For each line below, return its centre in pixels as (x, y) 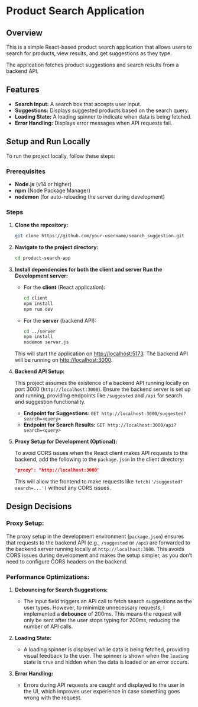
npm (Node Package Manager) (52, 190)
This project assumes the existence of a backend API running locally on (102, 383)
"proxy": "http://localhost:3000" (57, 470)
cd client (36, 298)
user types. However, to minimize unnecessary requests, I (94, 608)
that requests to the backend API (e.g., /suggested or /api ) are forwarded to (98, 542)
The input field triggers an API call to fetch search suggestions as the (108, 601)
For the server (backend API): (60, 320)
